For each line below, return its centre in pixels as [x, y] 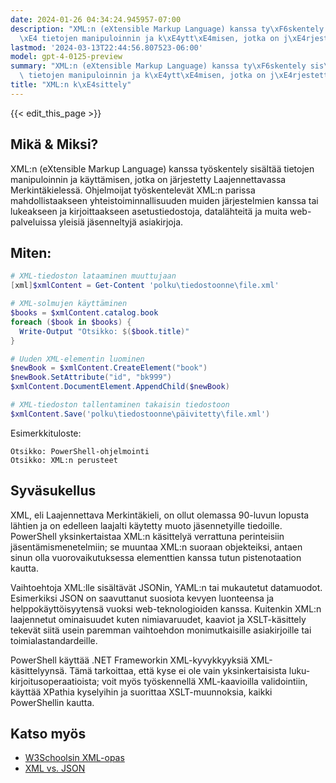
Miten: [31, 252]
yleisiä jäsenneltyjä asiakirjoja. [121, 222]
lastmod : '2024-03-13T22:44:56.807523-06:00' [106, 47]
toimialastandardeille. [54, 640]
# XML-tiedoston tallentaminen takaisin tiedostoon [120, 405]
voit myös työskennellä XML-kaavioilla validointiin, [204, 681]
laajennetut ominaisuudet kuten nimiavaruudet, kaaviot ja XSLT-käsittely [158, 619]
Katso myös [48, 733]
